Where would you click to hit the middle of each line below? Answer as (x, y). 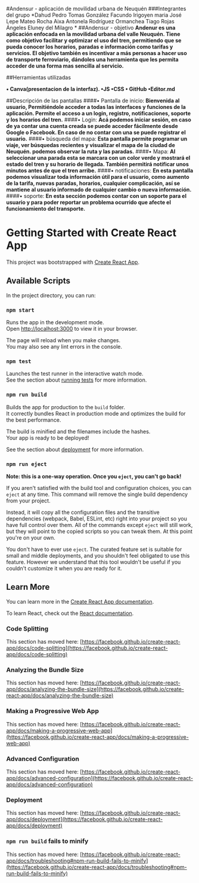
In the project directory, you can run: (51, 295)
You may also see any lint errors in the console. (64, 347)
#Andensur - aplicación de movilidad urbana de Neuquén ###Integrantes (96, 9)
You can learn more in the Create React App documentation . (80, 601)
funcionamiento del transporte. (46, 208)
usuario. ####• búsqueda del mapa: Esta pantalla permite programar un (97, 139)
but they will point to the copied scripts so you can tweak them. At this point (99, 531)
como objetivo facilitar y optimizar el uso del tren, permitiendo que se (94, 40)
